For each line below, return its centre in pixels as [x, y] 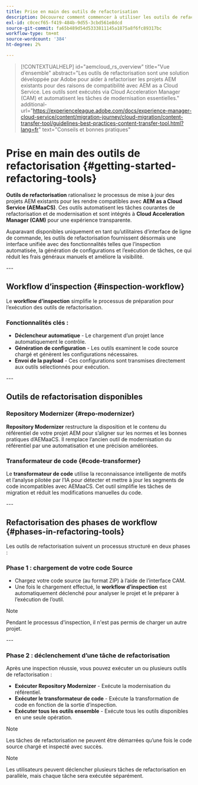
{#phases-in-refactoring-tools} [65, 532]
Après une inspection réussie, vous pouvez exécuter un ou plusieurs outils [96, 668]
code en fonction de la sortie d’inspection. [66, 705]
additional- [34, 104]
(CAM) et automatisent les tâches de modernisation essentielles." [100, 98]
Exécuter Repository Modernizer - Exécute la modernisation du [93, 686]
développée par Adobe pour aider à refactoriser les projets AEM [98, 79]
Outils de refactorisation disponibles [75, 397]
